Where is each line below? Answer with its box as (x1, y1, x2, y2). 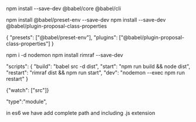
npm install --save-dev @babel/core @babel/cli (6, 5, 121, 12)
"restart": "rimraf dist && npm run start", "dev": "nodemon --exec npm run (6, 69, 185, 76)
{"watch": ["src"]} (6, 87, 49, 93)
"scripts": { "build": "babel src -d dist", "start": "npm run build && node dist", (6, 63, 191, 70)
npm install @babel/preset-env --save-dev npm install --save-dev (6, 16, 166, 23)
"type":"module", (6, 98, 48, 105)
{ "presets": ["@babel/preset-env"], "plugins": (6, 34, 118, 40)
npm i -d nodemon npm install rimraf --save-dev (6, 52, 123, 58)
